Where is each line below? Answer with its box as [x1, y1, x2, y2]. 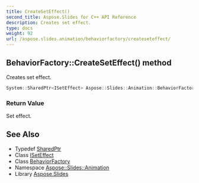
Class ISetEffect [14, 151, 54, 158]
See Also [6, 129, 40, 139]
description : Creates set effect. [6, 19, 92, 25]
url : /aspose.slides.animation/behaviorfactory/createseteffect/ [6, 36, 171, 42]
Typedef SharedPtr [14, 145, 62, 152]
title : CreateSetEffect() [6, 8, 70, 15]
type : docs [6, 25, 33, 31]
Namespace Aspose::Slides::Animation [14, 164, 110, 171]
